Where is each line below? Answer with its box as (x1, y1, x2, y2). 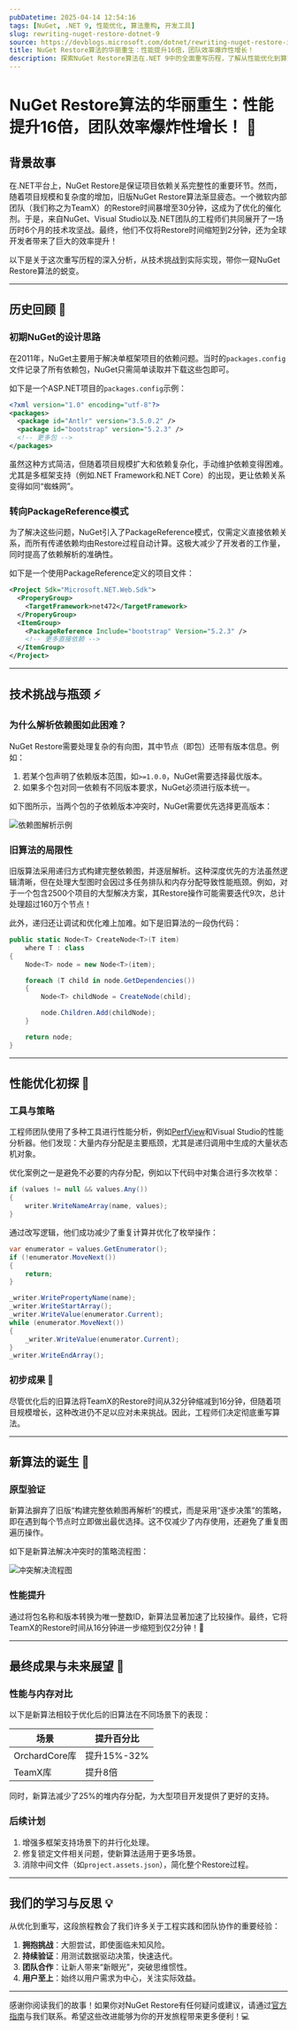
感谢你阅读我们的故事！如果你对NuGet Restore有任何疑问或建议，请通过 (9, 2000, 272, 2011)
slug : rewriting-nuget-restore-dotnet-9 (9, 29, 161, 38)
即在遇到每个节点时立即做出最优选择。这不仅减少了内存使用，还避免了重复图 (9, 1516, 288, 1527)
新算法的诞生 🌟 (9, 1454, 90, 1469)
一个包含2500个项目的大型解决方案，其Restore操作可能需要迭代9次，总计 (16, 887, 286, 899)
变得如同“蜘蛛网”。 (9, 480, 79, 492)
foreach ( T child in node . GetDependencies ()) (25, 976, 196, 985)
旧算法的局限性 (9, 843, 73, 856)
